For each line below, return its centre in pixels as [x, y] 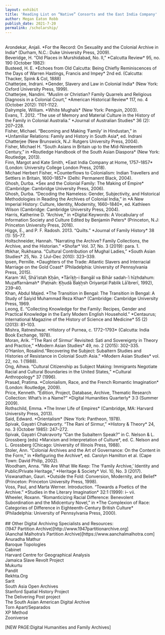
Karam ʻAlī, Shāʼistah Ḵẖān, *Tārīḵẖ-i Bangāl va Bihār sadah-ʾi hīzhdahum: [80, 278]
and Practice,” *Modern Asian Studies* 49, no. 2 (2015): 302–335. [72, 346]
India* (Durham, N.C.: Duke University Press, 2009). [58, 53]
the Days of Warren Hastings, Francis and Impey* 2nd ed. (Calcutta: [74, 73]
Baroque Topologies [26, 544]
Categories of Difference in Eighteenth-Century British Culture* [69, 508]
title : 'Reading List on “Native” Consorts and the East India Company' [81, 14]
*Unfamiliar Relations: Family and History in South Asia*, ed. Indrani [74, 136]
